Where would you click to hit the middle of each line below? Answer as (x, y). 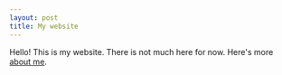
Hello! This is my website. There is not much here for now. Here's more (141, 52)
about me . (28, 61)
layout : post (34, 18)
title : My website (44, 26)
